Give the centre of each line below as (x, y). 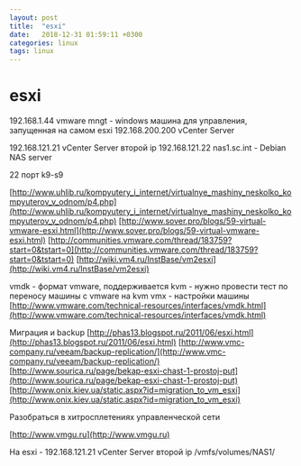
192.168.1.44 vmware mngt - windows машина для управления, (128, 121)
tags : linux (32, 51)
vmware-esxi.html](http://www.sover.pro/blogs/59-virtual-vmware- (134, 231)
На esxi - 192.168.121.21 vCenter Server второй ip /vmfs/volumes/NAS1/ (142, 452)
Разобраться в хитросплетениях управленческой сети (115, 417)
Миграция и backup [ (50, 333)
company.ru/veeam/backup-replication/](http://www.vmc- (118, 352)
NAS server (31, 158)
